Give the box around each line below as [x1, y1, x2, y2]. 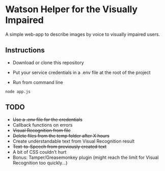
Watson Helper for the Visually [5, 4, 138, 15]
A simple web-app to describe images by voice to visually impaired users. [5, 31, 160, 37]
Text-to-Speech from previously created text [12, 144, 107, 150]
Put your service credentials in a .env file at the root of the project [12, 69, 151, 75]
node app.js [5, 89, 31, 94]
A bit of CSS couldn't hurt [12, 149, 67, 155]
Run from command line [12, 79, 63, 85]
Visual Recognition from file [12, 127, 71, 133]
